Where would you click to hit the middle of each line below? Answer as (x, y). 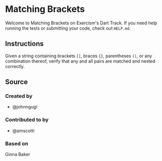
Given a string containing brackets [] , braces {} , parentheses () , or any (79, 56)
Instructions (24, 44)
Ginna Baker (18, 155)
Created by (19, 96)
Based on (17, 144)
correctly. (15, 66)
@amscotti (23, 131)
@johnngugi (25, 107)
